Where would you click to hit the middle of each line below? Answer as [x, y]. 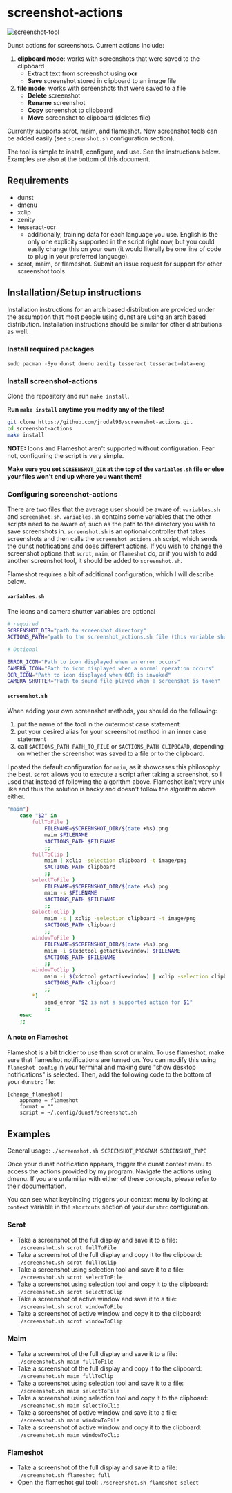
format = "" [37, 1107]
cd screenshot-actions [40, 429]
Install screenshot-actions [52, 381]
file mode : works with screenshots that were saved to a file [101, 88]
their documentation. [37, 1186]
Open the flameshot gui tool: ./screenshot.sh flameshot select [108, 1483]
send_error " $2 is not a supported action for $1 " [118, 1002]
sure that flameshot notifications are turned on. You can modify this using [112, 1060]
